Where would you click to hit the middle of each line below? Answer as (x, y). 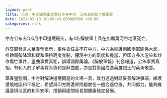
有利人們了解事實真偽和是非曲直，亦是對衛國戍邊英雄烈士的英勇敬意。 (85, 68)
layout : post (19, 10)
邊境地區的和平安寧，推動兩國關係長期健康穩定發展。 (64, 91)
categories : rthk (23, 24)
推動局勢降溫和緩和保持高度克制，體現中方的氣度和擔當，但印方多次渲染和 (81, 55)
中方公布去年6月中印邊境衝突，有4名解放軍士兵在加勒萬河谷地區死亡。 (78, 38)
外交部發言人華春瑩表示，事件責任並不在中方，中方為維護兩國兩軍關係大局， (83, 49)
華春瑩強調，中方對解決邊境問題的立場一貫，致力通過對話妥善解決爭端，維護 (83, 78)
